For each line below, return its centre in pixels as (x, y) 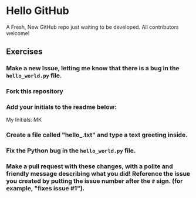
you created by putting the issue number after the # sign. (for (94, 181)
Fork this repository (35, 91)
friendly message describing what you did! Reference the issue (98, 174)
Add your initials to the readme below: (61, 107)
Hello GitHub (38, 11)
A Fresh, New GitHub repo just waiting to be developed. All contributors (92, 27)
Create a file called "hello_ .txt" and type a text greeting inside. (97, 135)
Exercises (24, 52)
